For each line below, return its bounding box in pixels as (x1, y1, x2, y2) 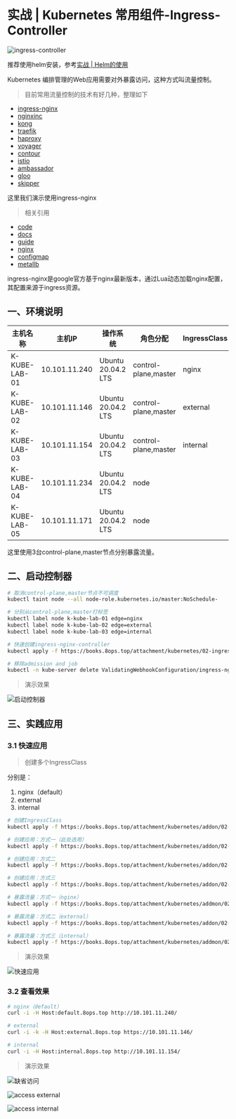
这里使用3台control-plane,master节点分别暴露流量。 (7, 547, 158, 556)
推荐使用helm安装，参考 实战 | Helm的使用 (7, 60, 129, 68)
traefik (17, 127, 37, 135)
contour (17, 149, 41, 158)
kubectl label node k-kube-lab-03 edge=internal (7, 628, 152, 635)
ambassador (17, 164, 54, 172)
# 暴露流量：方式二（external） (7, 913, 91, 920)
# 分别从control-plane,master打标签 (7, 608, 108, 616)
